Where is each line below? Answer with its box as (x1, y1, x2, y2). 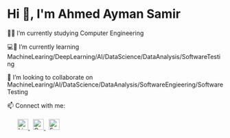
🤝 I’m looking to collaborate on (7, 73, 93, 81)
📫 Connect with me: (7, 101, 65, 109)
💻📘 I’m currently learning (7, 43, 80, 51)
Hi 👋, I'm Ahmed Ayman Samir (7, 6, 181, 22)
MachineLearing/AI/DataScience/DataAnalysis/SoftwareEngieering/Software (7, 80, 224, 89)
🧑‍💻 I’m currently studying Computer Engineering (7, 29, 144, 37)
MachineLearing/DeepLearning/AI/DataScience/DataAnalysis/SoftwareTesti (7, 52, 221, 60)
